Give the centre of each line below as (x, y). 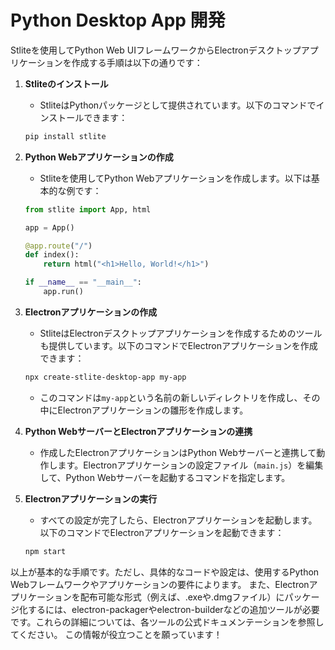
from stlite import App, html (88, 209)
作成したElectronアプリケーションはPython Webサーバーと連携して (178, 452)
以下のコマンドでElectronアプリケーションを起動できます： (162, 532)
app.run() (63, 292)
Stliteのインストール (66, 83)
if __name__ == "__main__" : (83, 282)
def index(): (52, 255)
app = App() (49, 227)
